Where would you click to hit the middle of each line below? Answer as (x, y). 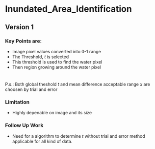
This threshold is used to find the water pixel (57, 62)
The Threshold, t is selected (40, 57)
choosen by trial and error (31, 89)
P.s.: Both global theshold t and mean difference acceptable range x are (78, 85)
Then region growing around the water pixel (56, 67)
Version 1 (19, 27)
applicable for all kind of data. (42, 141)
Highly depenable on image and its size (52, 113)
